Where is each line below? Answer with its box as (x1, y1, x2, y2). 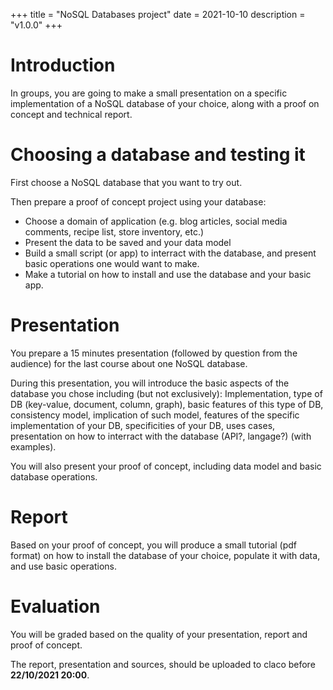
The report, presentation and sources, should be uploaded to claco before (10, 658, 316, 670)
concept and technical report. (10, 108, 133, 120)
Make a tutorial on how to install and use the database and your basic (24, 268, 312, 280)
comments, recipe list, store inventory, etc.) (24, 225, 205, 238)
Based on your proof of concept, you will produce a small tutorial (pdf (10, 539, 298, 551)
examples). (10, 440, 57, 453)
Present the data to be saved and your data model (24, 236, 232, 248)
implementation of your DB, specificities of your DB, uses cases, (10, 419, 276, 431)
